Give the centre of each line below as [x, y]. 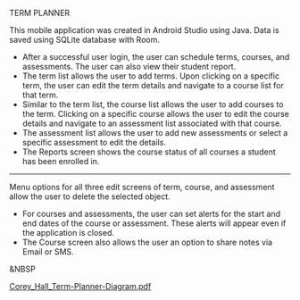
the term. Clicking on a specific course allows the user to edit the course [156, 114]
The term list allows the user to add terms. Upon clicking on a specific [150, 76]
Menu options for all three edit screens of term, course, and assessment [142, 187]
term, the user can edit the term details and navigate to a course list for [153, 85]
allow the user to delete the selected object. [90, 196]
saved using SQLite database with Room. [85, 40]
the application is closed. [68, 233]
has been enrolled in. [61, 161]
